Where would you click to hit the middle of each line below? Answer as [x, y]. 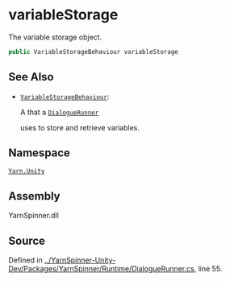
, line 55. [208, 269]
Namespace [40, 153]
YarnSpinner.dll [33, 216]
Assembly [34, 196]
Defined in [25, 260]
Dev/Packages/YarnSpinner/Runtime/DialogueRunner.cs [102, 269]
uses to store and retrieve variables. [79, 127]
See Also [31, 77]
